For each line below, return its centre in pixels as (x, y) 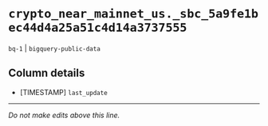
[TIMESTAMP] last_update (63, 92)
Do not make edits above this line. (64, 115)
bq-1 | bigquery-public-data (55, 48)
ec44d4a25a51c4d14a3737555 (98, 28)
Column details (47, 73)
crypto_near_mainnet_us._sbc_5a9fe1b (134, 14)
